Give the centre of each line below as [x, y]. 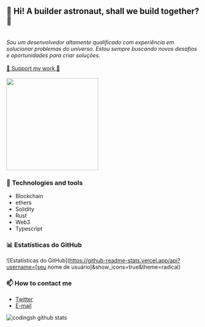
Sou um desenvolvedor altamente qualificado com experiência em [90, 42]
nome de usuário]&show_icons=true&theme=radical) [114, 267]
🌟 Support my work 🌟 [33, 68]
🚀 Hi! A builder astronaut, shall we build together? [103, 11]
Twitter [24, 299]
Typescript [29, 229]
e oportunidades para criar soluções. [54, 55]
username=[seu [27, 267]
